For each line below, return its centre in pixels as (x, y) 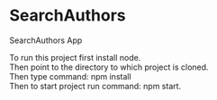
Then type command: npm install (71, 76)
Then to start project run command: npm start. (95, 86)
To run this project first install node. (75, 57)
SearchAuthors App (46, 40)
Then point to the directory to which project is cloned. (109, 67)
